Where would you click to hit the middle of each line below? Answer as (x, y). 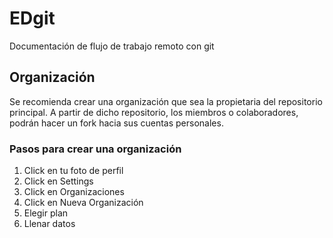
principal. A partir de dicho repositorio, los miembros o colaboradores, (154, 112)
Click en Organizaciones (74, 192)
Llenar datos (49, 224)
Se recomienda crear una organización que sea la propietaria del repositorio (166, 101)
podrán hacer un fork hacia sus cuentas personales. (116, 123)
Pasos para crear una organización (95, 149)
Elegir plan (46, 213)
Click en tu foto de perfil (73, 171)
